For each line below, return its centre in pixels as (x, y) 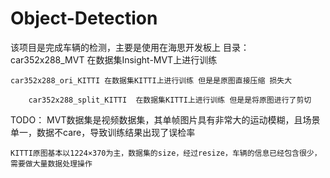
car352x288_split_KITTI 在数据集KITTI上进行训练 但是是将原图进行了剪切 (170, 100)
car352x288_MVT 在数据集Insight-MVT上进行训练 (114, 59)
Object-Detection (84, 18)
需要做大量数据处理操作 (51, 163)
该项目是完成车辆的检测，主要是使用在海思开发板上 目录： (130, 47)
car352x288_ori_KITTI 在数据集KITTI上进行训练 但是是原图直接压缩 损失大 (151, 80)
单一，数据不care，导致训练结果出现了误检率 (103, 132)
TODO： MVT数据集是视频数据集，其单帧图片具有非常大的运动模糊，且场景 (165, 119)
